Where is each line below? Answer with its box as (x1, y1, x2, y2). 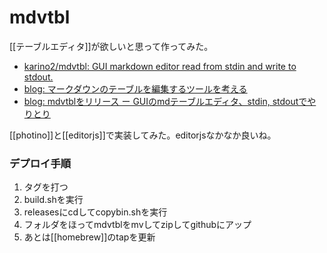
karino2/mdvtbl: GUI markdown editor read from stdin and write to (23, 60, 297, 72)
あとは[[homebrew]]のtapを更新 (23, 231, 156, 243)
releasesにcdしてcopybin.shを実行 (23, 206, 168, 218)
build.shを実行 (23, 194, 84, 206)
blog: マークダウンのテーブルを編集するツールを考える (23, 82, 248, 95)
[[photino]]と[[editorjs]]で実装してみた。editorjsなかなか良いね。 (9, 129, 277, 141)
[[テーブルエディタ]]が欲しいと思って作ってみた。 (9, 40, 214, 52)
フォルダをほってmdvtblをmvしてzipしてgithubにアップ (23, 219, 252, 231)
